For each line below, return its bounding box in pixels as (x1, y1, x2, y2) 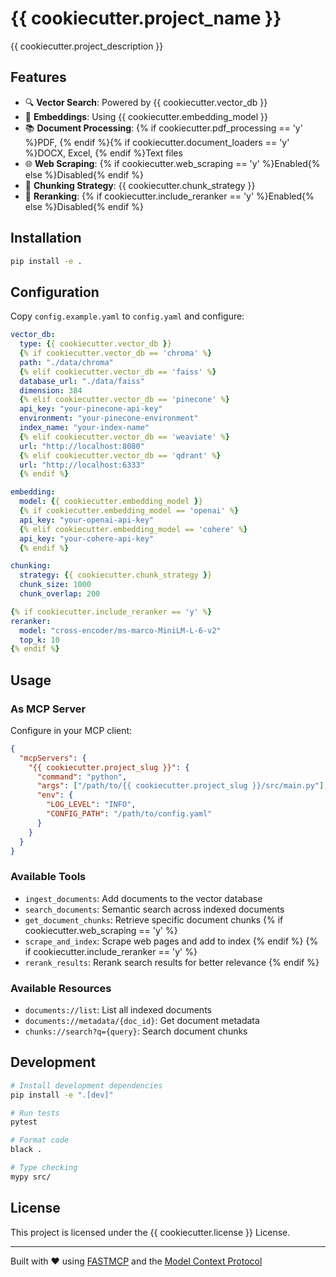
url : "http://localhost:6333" (19, 460, 145, 470)
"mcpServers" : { (19, 753, 87, 763)
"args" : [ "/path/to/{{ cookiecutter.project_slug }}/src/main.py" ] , (36, 781, 329, 791)
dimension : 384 (19, 385, 83, 396)
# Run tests (10, 1108, 60, 1118)
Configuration (10, 283, 100, 301)
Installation (10, 230, 82, 247)
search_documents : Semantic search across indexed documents (24, 903, 285, 915)
